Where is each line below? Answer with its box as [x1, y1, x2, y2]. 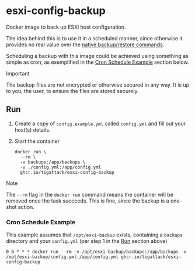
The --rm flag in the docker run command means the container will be [6, 191, 174, 198]
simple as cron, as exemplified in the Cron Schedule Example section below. [6, 59, 189, 66]
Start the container [14, 138, 60, 145]
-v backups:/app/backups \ [20, 159, 86, 165]
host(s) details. [14, 126, 51, 133]
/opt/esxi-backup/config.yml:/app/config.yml [6, 254, 119, 260]
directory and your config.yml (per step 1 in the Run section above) [6, 238, 168, 245]
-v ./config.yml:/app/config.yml [20, 164, 102, 170]
